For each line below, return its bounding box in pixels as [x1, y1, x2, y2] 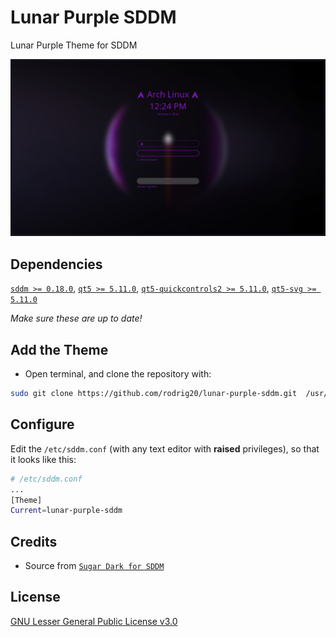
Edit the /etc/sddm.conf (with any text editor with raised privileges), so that [10, 442, 320, 455]
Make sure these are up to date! [10, 312, 143, 325]
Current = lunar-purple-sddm [10, 506, 123, 516]
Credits [10, 533, 58, 550]
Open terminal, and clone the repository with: [24, 368, 212, 380]
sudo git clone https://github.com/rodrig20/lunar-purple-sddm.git [10, 389, 298, 399]
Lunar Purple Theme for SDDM [10, 39, 138, 51]
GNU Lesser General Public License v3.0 [10, 615, 178, 627]
